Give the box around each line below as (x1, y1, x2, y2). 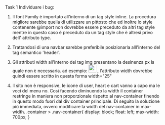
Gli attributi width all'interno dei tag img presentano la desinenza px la (12, 59, 155, 65)
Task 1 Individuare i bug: (5, 4, 54, 10)
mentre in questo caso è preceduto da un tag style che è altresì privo (12, 30, 153, 35)
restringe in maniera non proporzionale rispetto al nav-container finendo (12, 93, 160, 99)
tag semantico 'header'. (12, 49, 61, 55)
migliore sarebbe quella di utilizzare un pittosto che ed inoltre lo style (12, 19, 153, 25)
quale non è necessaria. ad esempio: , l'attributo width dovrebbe (12, 68, 153, 74)
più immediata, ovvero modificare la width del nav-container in (12, 104, 140, 109)
